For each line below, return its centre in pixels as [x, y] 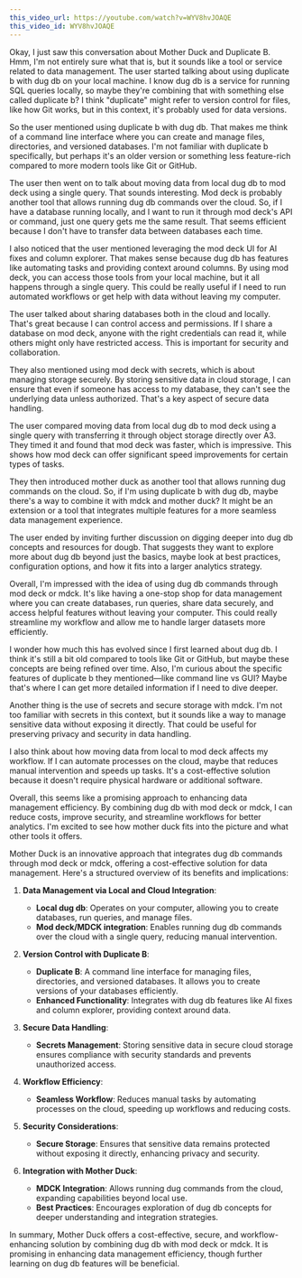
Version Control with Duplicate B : [86, 954]
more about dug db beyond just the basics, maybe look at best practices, [145, 556]
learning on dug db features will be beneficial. [95, 1263]
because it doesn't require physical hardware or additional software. [136, 780]
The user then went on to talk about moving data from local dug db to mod [148, 182]
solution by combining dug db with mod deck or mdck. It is [160, 1244]
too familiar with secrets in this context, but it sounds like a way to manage [148, 714]
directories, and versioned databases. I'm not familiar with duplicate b [139, 146]
